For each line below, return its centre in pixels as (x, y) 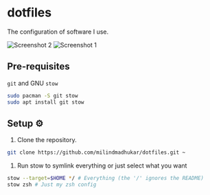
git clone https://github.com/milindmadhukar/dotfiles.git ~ (96, 152)
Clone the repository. (47, 140)
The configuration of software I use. (58, 32)
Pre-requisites (38, 67)
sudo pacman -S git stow (43, 95)
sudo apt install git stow (46, 102)
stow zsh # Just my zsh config (52, 185)
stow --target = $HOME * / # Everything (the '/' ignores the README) (106, 179)
